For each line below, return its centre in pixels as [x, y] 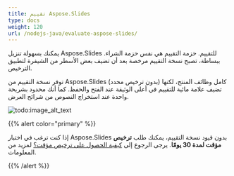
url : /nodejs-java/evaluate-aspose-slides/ [73, 33]
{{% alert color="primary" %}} [52, 124]
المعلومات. [22, 152]
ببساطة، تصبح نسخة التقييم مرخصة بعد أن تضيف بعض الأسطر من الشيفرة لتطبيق [114, 61]
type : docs [24, 20]
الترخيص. [20, 68]
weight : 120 [25, 27]
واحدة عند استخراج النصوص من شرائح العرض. [68, 97]
